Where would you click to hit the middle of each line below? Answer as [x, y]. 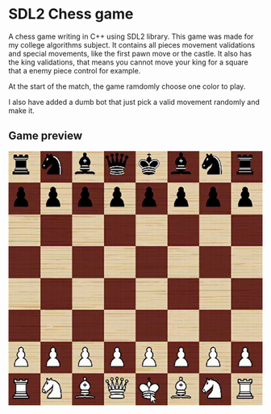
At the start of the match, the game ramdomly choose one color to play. [127, 86]
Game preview [46, 136]
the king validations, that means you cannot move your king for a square [128, 62]
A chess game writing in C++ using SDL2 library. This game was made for [131, 36]
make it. [21, 111]
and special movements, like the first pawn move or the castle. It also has [130, 53]
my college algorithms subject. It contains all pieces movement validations [132, 44]
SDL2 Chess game [71, 14]
